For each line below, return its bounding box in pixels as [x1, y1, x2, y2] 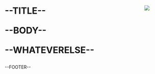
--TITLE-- [5, 5, 46, 17]
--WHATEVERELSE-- [5, 45, 95, 56]
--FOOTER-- [5, 64, 31, 70]
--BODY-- [5, 25, 47, 36]
